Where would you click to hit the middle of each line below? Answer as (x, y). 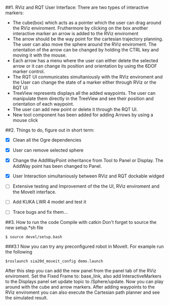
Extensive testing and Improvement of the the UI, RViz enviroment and (86, 186)
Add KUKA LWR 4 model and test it (49, 202)
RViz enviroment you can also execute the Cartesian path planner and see (82, 292)
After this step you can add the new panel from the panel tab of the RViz (81, 271)
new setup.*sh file (24, 228)
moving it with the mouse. (40, 55)
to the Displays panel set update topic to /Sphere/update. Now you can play (84, 282)
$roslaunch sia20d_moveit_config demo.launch (54, 261)
